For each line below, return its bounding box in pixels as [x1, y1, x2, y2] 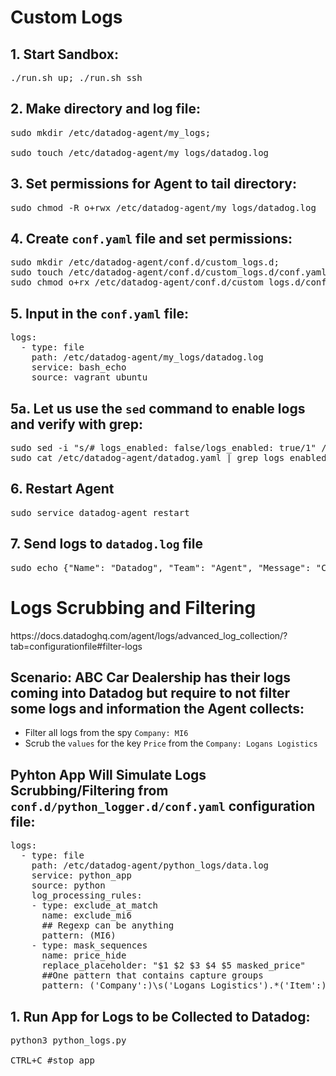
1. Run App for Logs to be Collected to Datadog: [10, 1008, 311, 1025]
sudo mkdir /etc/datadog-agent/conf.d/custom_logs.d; [10, 257, 280, 268]
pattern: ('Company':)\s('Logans [41, 980, 206, 991]
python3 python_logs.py [10, 1035, 127, 1046]
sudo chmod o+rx [10, 277, 90, 288]
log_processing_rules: [31, 890, 143, 901]
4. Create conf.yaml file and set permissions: [10, 231, 293, 248]
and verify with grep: [10, 416, 143, 433]
